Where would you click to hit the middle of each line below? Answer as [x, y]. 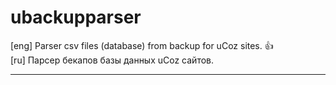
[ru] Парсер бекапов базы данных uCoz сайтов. [112, 60]
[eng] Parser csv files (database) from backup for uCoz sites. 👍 [142, 45]
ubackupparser [76, 17]
